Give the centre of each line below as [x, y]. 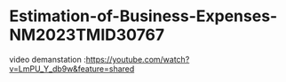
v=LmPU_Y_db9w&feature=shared [72, 69]
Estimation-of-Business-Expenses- [143, 16]
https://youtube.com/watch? [138, 59]
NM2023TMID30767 [87, 35]
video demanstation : [48, 59]
